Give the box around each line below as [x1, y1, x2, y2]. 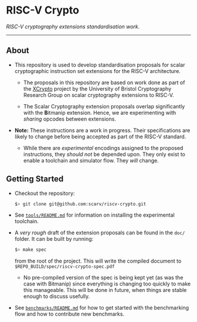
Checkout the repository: [14, 190, 75, 197]
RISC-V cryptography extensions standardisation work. [6, 23, 140, 30]
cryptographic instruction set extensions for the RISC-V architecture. [14, 67, 181, 74]
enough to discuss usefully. [23, 293, 90, 300]
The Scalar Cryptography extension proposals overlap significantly [23, 102, 185, 109]
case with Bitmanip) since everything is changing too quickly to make [23, 280, 191, 287]
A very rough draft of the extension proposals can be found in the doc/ [14, 229, 185, 236]
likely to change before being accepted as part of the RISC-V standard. [14, 133, 186, 140]
